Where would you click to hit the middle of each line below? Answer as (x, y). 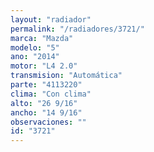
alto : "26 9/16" (44, 103)
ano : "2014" (35, 57)
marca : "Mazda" (42, 38)
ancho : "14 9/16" (46, 112)
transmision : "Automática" (66, 76)
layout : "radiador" (51, 19)
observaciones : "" (48, 122)
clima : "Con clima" (51, 94)
